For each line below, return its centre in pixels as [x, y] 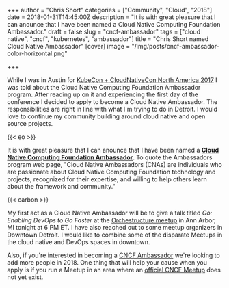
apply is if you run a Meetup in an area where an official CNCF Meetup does [114, 270]
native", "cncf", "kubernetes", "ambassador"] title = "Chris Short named [108, 39]
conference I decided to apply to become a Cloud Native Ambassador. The [112, 102]
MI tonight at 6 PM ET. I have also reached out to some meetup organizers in [115, 227]
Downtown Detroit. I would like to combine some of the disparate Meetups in [115, 235]
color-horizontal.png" [37, 53]
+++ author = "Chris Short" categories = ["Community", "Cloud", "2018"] [110, 10]
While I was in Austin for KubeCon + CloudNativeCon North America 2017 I [112, 80]
